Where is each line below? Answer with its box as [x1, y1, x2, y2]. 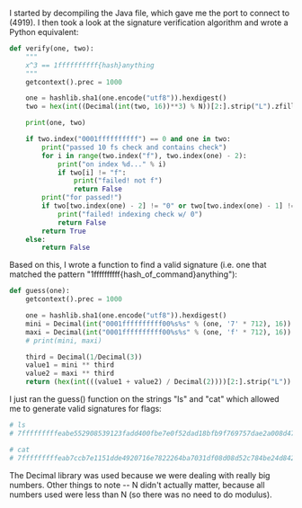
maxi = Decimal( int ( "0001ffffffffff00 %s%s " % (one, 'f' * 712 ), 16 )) [25, 327, 292, 336]
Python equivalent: [9, 27, 79, 37]
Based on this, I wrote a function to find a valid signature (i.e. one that [9, 260, 267, 271]
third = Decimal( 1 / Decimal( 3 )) [25, 352, 143, 361]
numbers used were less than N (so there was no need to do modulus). [9, 489, 272, 500]
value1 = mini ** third [25, 361, 115, 370]
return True [41, 227, 87, 236]
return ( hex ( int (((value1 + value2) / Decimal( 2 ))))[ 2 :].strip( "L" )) [25, 378, 292, 387]
